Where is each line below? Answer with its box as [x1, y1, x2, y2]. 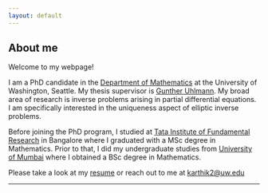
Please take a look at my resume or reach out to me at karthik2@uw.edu [8, 168, 245, 178]
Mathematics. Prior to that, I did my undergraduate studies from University [8, 144, 253, 154]
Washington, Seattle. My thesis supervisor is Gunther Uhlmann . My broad [8, 86, 250, 96]
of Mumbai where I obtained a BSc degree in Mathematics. [8, 152, 202, 162]
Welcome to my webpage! [8, 62, 94, 72]
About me [8, 41, 58, 55]
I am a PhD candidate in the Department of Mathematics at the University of [8, 77, 258, 88]
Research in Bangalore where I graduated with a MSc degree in [8, 136, 216, 145]
